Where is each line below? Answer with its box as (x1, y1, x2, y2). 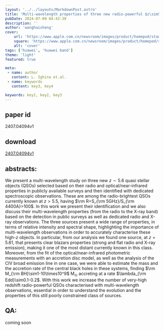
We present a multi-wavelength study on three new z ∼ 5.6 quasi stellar (5, 177, 150, 183)
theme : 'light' (5, 52, 36, 57)
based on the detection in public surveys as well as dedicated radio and (5, 214, 150, 220)
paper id (5, 110, 31, 119)
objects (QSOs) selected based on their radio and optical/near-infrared (5, 183, 148, 188)
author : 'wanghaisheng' (5, 25, 54, 30)
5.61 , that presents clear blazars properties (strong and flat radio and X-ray (5, 239, 156, 245)
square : (14, 39, 29, 44)
